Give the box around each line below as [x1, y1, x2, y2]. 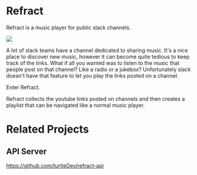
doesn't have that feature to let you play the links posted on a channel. [6, 72, 179, 79]
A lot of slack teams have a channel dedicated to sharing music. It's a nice [6, 47, 189, 54]
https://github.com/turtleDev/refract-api [6, 162, 104, 169]
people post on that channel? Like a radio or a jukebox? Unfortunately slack [6, 66, 191, 73]
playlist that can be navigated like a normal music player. [6, 102, 145, 109]
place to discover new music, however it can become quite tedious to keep [6, 53, 190, 60]
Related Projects [6, 122, 89, 136]
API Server [6, 146, 47, 156]
